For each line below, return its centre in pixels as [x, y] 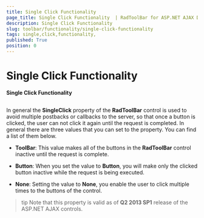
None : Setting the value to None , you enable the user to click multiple [102, 184]
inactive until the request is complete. [62, 154]
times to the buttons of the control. [58, 191]
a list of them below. [31, 136]
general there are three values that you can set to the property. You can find [101, 130]
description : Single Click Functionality [59, 23]
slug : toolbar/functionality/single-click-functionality [80, 29]
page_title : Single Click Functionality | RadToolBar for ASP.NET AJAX [100, 18]
